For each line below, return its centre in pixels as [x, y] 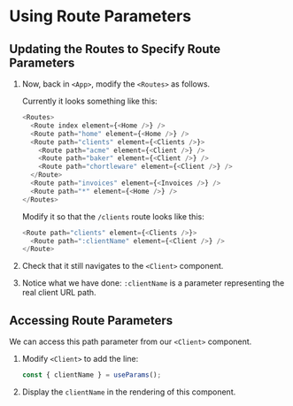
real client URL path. [59, 293]
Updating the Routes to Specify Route [115, 49]
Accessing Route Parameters [91, 320]
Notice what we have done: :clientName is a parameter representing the [153, 283]
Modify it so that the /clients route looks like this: [113, 216]
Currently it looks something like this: [89, 101]
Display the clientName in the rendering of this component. [129, 392]
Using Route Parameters [100, 16]
